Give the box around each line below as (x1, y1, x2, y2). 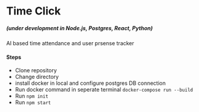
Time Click (6, 4, 61, 18)
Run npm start (15, 99, 51, 106)
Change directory (15, 73, 59, 81)
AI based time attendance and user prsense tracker (6, 40, 134, 47)
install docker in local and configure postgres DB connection (15, 79, 166, 87)
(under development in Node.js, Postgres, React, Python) (6, 24, 153, 31)
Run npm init (15, 92, 48, 100)
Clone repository (15, 67, 57, 74)
